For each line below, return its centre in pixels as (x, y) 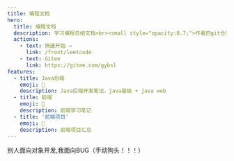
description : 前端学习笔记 (56, 110)
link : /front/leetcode (58, 53)
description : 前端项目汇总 (56, 130)
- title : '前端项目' (41, 117)
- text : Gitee (40, 59)
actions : (26, 40)
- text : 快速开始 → (46, 46)
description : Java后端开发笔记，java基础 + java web (93, 91)
